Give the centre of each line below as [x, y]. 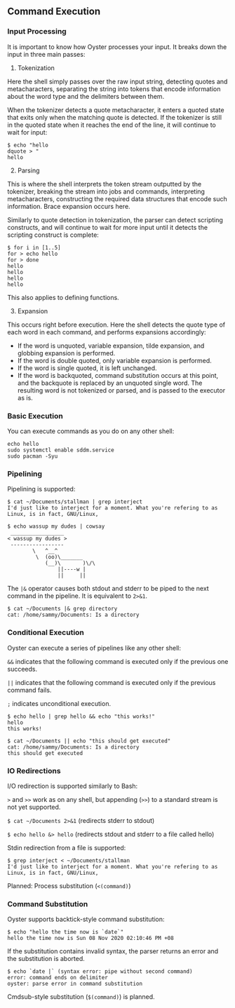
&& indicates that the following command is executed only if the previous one [118, 661]
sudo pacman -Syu [33, 456]
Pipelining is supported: [41, 489]
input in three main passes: [46, 54]
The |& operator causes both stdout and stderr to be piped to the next [108, 589]
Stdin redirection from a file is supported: [67, 847]
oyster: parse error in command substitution [75, 984]
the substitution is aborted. [46, 959]
